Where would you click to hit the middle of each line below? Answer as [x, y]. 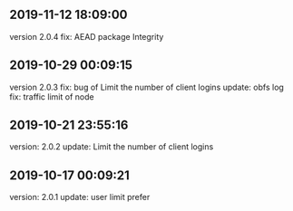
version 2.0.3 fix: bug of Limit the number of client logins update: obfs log [146, 87]
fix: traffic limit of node [52, 96]
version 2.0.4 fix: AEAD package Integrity [87, 36]
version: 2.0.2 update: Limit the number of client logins [112, 147]
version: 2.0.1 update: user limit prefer [80, 197]
